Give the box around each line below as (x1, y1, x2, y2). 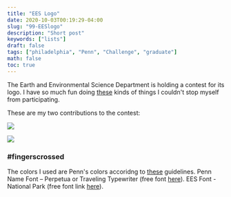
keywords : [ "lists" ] (7, 36, 67, 43)
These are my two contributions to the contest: (7, 109, 141, 117)
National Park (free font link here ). (7, 182, 103, 190)
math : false (7, 55, 41, 62)
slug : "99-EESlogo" (7, 23, 63, 30)
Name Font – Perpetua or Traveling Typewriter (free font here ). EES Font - (7, 174, 217, 183)
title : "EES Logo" (7, 10, 60, 17)
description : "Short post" (7, 29, 85, 37)
